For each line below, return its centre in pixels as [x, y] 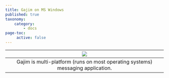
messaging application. [84, 68]
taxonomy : [16, 19]
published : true [22, 14]
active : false [31, 38]
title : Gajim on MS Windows [35, 10]
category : [25, 24]
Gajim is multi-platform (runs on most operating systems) [84, 61]
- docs [30, 28]
